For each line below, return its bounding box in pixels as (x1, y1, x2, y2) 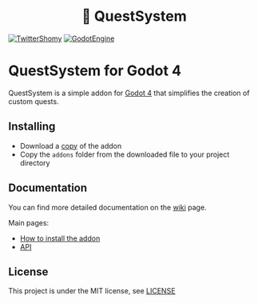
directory (19, 157, 50, 167)
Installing (8, 120, 56, 134)
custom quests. (8, 96, 59, 106)
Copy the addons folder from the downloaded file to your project (19, 150, 230, 159)
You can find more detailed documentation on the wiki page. (8, 202, 207, 212)
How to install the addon (19, 233, 101, 243)
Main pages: (8, 217, 50, 227)
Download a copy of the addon (19, 141, 122, 150)
